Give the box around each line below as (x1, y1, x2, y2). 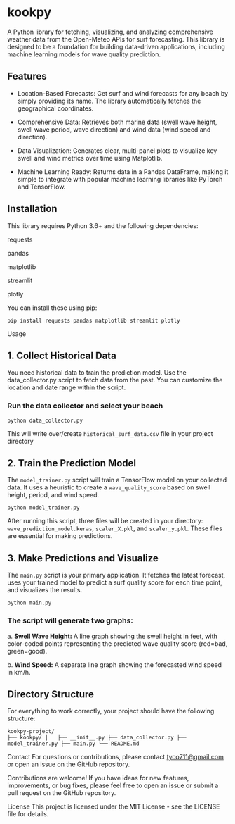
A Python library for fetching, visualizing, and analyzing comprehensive (7, 27, 214, 36)
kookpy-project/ (7, 728, 55, 735)
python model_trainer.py (7, 504, 80, 511)
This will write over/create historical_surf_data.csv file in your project (7, 429, 213, 437)
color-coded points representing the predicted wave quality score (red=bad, (7, 639, 228, 648)
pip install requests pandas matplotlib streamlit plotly (7, 317, 180, 324)
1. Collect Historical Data (7, 349, 117, 361)
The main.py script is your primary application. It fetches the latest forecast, (7, 571, 226, 580)
